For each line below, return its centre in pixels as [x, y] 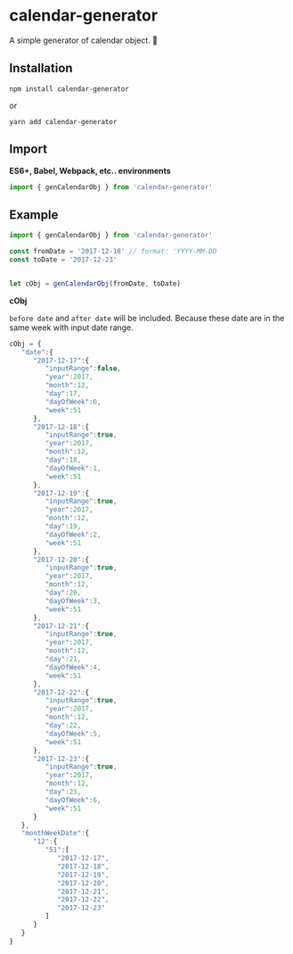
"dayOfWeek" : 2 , [73, 535]
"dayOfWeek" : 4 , [73, 667]
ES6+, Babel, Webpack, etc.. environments [90, 170]
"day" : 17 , [63, 394]
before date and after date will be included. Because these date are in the [147, 318]
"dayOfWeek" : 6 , [73, 800]
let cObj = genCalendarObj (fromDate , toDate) [95, 283]
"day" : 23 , [63, 792]
